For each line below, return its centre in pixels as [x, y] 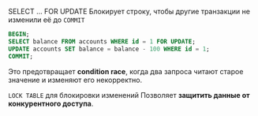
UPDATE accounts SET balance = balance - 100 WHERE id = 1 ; [109, 49]
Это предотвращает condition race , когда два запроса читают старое [126, 71]
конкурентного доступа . [51, 103]
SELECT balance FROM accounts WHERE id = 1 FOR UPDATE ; [102, 41]
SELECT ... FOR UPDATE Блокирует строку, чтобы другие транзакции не [129, 11]
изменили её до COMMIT [47, 20]
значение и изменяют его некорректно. [75, 80]
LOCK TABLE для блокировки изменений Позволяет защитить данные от [129, 95]
